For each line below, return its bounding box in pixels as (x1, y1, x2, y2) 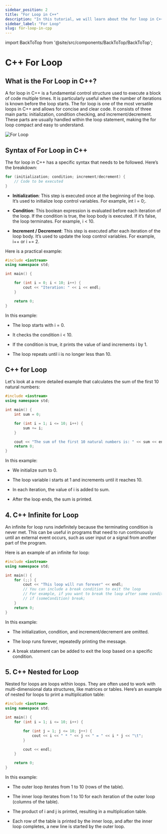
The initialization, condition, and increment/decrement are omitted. (12, 628, 149, 634)
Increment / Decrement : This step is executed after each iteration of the (12, 228, 161, 234)
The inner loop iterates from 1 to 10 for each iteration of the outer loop (12, 794, 156, 799)
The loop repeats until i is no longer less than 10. (12, 351, 112, 357)
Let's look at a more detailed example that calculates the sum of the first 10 (5, 379, 159, 385)
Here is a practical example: (5, 248, 62, 254)
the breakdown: (5, 164, 37, 170)
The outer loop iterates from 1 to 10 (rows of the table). (12, 784, 124, 790)
